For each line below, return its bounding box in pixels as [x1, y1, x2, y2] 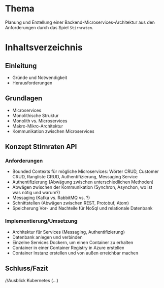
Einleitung [5, 61, 37, 70]
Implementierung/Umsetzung [5, 218, 78, 225]
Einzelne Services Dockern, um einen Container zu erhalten [12, 239, 133, 245]
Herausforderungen [12, 80, 53, 85]
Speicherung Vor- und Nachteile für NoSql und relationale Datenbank [12, 206, 153, 211]
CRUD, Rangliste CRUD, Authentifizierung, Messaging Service [12, 174, 138, 180]
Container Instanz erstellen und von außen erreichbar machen [12, 250, 139, 256]
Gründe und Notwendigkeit [12, 75, 67, 81]
